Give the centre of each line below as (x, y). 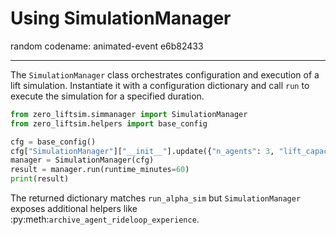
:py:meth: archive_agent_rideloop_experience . (105, 219)
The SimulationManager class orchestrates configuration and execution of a (165, 74)
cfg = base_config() (53, 142)
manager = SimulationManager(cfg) (82, 160)
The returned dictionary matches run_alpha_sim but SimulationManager (156, 198)
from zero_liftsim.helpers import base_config (109, 123)
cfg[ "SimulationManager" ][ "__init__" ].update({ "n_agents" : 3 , (142, 151)
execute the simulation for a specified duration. (107, 96)
